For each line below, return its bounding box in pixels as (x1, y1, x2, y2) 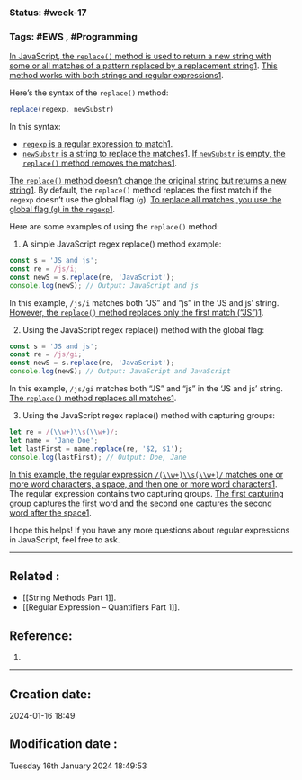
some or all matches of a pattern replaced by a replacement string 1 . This (9, 60, 278, 71)
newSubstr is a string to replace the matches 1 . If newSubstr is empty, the (22, 148, 286, 159)
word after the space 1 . (9, 507, 92, 518)
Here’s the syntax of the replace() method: (9, 87, 169, 98)
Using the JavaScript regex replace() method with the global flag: (22, 324, 265, 335)
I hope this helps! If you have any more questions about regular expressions (9, 524, 290, 535)
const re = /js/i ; (9, 264, 78, 273)
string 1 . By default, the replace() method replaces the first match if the (9, 184, 272, 195)
